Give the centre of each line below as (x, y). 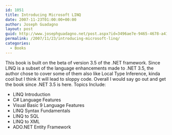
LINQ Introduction (31, 94)
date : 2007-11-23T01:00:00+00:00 (41, 19)
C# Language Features (37, 100)
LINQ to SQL (26, 116)
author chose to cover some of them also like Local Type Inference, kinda (83, 73)
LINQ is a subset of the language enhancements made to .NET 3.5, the (80, 68)
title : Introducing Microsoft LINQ (43, 15)
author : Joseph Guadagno (32, 24)
